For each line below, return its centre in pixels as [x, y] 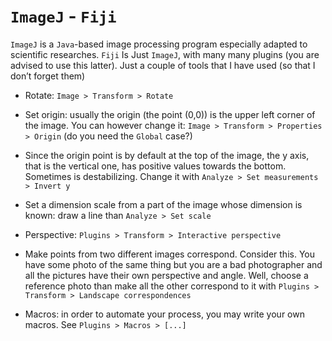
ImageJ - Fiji [63, 16]
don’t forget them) [48, 76]
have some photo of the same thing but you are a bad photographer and [173, 264]
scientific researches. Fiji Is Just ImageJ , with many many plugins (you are [165, 54]
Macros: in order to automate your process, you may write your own [164, 314]
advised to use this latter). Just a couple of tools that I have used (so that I [163, 65]
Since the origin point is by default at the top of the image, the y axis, [167, 155]
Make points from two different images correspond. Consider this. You [169, 254]
